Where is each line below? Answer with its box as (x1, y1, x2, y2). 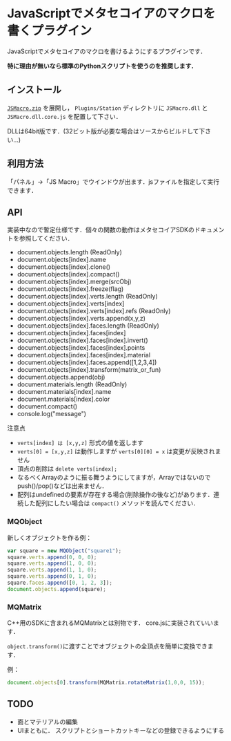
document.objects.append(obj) (17, 373, 106, 382)
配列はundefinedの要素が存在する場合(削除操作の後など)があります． (17, 491, 214, 499)
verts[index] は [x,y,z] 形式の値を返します (17, 439, 143, 447)
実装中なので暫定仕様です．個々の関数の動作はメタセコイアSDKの (7, 225, 194, 234)
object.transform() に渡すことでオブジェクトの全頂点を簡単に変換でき (7, 642, 208, 650)
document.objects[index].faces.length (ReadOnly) (17, 321, 160, 330)
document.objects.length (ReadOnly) (17, 248, 122, 256)
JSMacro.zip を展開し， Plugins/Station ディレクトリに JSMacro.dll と (7, 104, 208, 112)
